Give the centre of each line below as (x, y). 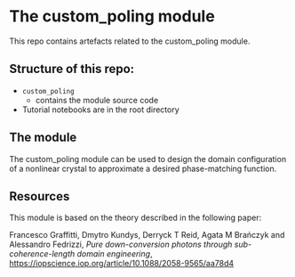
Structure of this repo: (72, 69)
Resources (40, 196)
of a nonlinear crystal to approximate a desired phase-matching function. (143, 168)
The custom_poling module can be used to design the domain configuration (148, 159)
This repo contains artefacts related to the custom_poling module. (130, 41)
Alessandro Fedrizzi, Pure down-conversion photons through (121, 244)
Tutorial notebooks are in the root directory (100, 110)
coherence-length (42, 254)
